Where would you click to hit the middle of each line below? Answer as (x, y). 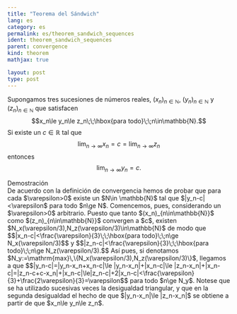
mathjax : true (28, 60)
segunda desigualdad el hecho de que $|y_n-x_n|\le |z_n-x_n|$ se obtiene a (118, 295)
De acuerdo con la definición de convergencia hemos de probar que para (114, 191)
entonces (21, 157)
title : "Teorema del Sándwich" (53, 14)
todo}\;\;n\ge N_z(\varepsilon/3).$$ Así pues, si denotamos (93, 250)
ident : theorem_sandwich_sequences (60, 40)
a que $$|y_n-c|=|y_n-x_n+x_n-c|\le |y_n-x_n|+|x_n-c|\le (90, 265)
